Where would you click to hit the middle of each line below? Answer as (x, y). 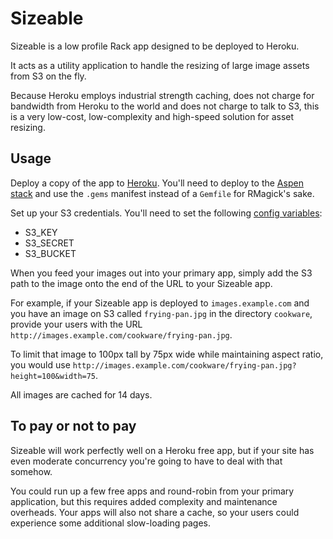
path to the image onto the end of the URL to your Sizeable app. (141, 283)
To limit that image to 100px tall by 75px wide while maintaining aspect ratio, (167, 354)
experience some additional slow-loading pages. (111, 523)
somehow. (31, 471)
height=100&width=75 (53, 376)
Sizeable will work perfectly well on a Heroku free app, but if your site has (162, 450)
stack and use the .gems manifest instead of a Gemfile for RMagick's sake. (162, 193)
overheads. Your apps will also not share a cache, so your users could (155, 512)
